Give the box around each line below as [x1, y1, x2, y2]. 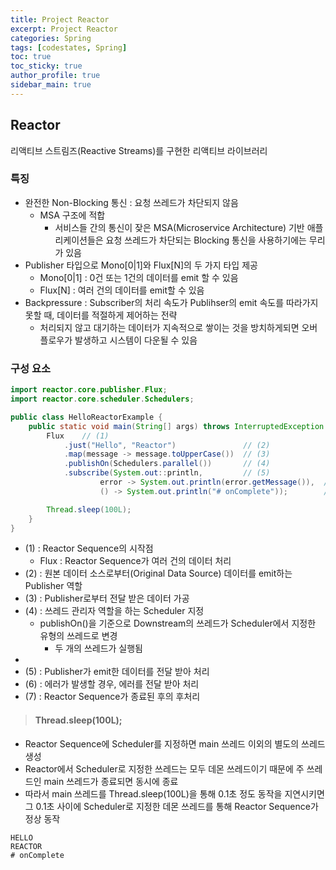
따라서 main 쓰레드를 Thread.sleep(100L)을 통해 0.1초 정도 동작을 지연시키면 [24, 787, 325, 800]
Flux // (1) [46, 431, 110, 441]
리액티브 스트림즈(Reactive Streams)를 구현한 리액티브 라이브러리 [10, 144, 268, 156]
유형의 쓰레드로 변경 [39, 630, 118, 642]
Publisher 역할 [24, 580, 83, 592]
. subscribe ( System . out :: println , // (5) [63, 468, 271, 478]
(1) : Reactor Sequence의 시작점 [24, 542, 154, 555]
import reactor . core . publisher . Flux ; [10, 385, 168, 395]
